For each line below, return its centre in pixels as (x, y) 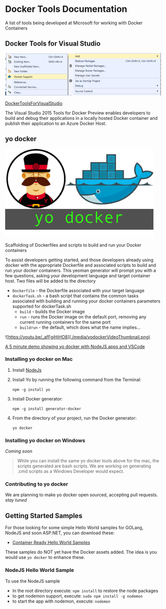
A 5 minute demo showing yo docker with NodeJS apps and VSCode (75, 346)
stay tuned (16, 500)
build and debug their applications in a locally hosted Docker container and (82, 118)
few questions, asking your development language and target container (78, 275)
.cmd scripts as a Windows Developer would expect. (71, 471)
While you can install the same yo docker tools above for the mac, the (88, 461)
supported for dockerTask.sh (42, 306)
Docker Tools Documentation (66, 9)
